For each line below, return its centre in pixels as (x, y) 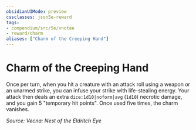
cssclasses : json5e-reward (39, 17)
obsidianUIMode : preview (36, 11)
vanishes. (18, 109)
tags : (13, 22)
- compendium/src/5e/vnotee (40, 28)
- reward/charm (25, 34)
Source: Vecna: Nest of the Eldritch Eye (54, 121)
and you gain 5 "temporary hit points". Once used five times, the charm (92, 103)
